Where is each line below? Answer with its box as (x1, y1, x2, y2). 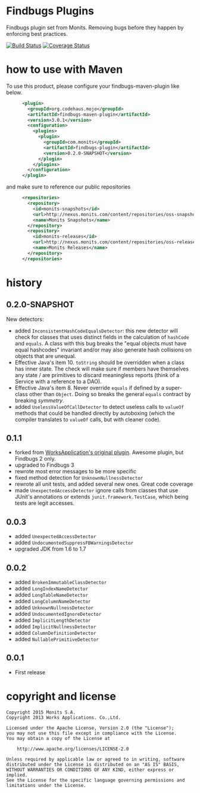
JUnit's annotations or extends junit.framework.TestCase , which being (14, 493, 189, 501)
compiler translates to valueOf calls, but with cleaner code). (14, 416, 161, 423)
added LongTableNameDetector (14, 591, 88, 598)
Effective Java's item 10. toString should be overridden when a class (14, 359, 185, 366)
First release (14, 668, 46, 675)
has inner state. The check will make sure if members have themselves (14, 365, 189, 372)
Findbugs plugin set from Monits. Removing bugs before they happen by (6, 24, 184, 31)
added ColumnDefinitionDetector (14, 630, 96, 637)
